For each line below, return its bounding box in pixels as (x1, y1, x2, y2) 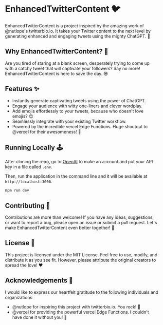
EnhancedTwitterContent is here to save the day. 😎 (5, 71, 109, 76)
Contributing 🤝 (5, 201, 51, 210)
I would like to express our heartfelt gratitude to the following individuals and (5, 289, 159, 295)
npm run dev (5, 188, 29, 193)
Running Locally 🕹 (5, 143, 63, 152)
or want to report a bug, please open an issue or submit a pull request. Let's (5, 220, 157, 226)
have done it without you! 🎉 (12, 314, 67, 320)
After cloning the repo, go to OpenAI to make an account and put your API (5, 159, 153, 165)
